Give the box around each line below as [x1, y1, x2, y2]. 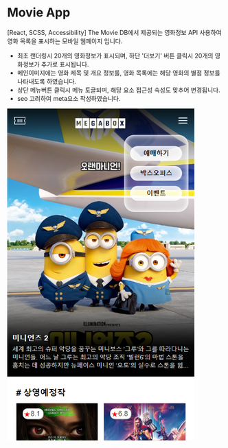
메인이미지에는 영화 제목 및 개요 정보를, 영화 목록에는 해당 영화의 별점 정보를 [16, 69, 221, 77]
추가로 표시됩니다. [41, 60, 89, 68]
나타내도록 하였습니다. [16, 77, 77, 85]
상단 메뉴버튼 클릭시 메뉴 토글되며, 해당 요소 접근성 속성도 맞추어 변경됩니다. [16, 86, 221, 94]
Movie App [7, 5, 71, 21]
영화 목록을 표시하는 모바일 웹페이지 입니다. [7, 36, 123, 45]
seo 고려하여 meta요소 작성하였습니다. [16, 94, 121, 102]
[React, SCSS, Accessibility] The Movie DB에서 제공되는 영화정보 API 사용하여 [7, 28, 222, 36]
